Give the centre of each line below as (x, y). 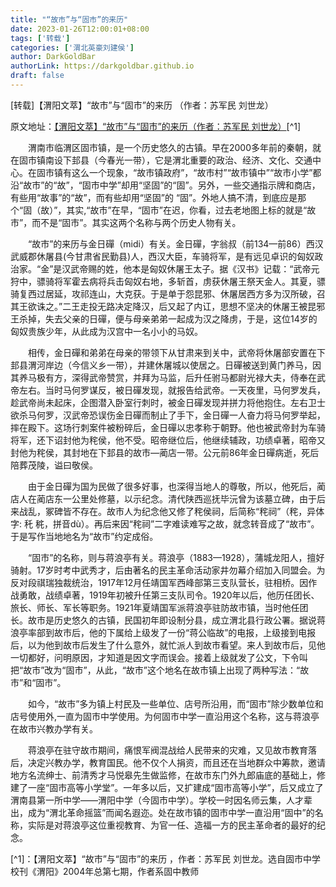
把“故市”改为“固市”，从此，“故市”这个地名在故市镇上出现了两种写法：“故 (160, 670)
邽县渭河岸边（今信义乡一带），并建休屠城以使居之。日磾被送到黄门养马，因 (166, 365)
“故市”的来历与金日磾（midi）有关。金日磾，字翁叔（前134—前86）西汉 (175, 243)
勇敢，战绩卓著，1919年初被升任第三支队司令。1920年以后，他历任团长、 (169, 595)
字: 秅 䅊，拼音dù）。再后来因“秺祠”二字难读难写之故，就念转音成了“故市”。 (165, 523)
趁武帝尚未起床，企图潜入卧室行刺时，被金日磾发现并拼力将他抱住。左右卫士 (168, 402)
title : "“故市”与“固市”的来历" (69, 19)
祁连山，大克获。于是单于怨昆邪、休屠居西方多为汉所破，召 (202, 293)
